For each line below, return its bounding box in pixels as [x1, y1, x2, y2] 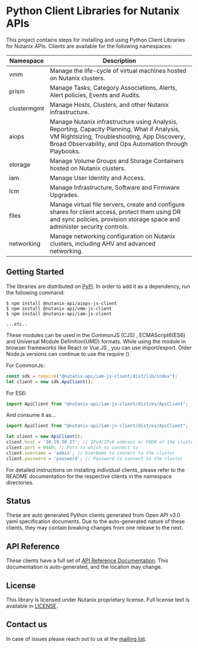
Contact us [6, 620, 48, 630]
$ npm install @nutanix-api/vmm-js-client [6, 306, 112, 312]
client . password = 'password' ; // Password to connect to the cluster [6, 455, 183, 462]
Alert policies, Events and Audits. [49, 90, 141, 99]
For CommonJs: [6, 362, 45, 369]
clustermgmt [9, 104, 44, 112]
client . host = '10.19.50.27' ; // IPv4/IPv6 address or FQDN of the [6, 439, 176, 445]
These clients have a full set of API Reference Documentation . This [6, 557, 169, 564]
